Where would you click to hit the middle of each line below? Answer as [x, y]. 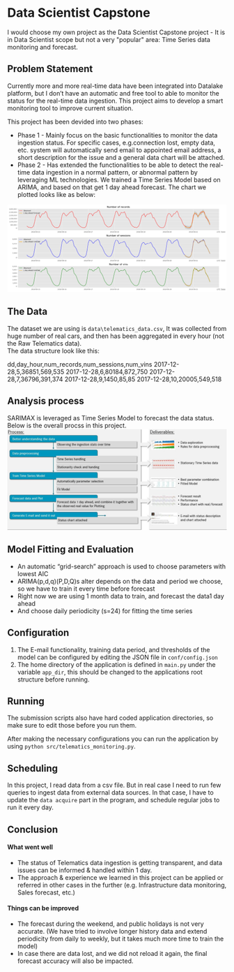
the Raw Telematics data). [45, 343]
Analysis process [46, 401]
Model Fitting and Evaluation [71, 550]
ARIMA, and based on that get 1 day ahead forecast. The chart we [112, 187]
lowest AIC [33, 573]
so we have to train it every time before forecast [86, 589]
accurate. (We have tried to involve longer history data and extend [112, 931]
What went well [30, 847]
